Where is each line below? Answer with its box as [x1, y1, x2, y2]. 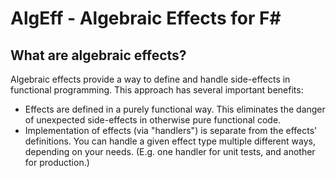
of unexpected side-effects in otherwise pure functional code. [24, 114, 282, 126]
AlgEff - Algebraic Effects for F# [10, 7, 282, 30]
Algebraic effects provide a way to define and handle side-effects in [10, 73, 291, 85]
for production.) [24, 157, 90, 168]
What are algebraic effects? [10, 47, 187, 64]
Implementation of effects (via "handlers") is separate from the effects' [24, 125, 318, 136]
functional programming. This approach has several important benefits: [10, 84, 304, 96]
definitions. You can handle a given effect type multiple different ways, [24, 135, 316, 147]
